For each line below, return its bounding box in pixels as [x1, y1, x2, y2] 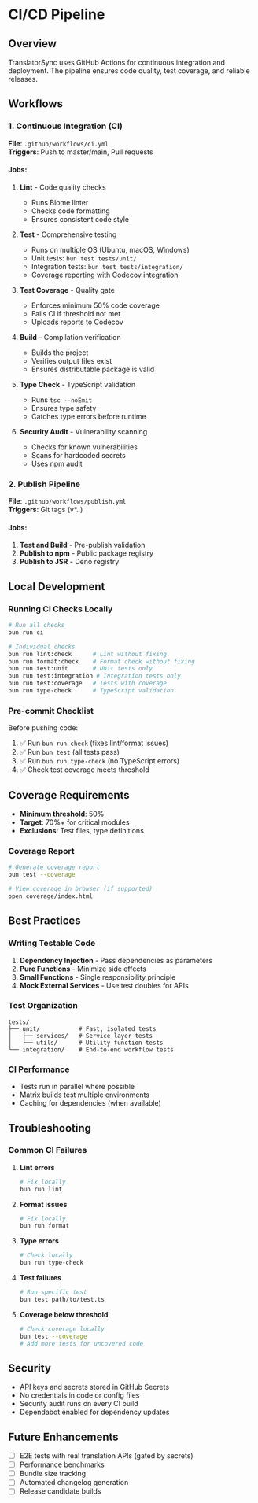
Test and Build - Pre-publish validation [19, 541, 146, 550]
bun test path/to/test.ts [19, 1295, 105, 1303]
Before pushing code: [8, 723, 79, 733]
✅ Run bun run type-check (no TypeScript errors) [19, 756, 180, 766]
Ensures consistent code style [31, 214, 130, 223]
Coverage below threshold [19, 1309, 109, 1319]
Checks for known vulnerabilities [31, 442, 138, 452]
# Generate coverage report [8, 863, 101, 871]
